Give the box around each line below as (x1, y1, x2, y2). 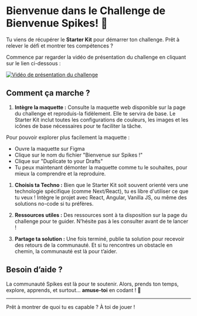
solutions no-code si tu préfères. (14, 200, 94, 207)
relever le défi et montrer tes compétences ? (6, 42, 113, 49)
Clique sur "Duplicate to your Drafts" (14, 157, 103, 165)
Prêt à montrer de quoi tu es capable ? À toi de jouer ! (6, 303, 135, 310)
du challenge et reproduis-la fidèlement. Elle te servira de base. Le (14, 110, 176, 117)
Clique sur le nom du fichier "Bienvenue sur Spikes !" (14, 151, 143, 158)
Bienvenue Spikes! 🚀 (6, 16, 108, 30)
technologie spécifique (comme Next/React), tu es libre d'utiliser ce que (14, 188, 189, 195)
